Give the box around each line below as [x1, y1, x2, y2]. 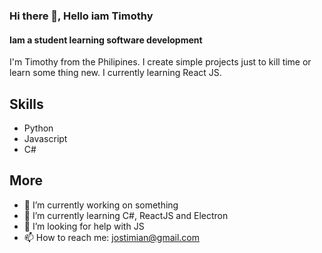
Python [23, 122, 54, 134]
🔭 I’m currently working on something [23, 199, 179, 211]
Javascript [23, 132, 68, 144]
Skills [9, 95, 44, 113]
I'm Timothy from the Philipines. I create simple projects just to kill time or [9, 56, 312, 68]
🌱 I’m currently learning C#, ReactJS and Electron [23, 209, 229, 221]
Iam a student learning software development [9, 34, 203, 46]
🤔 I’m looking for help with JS [23, 220, 145, 232]
